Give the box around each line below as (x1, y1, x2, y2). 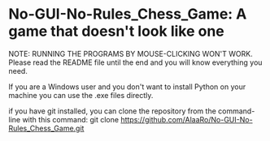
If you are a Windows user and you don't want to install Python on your (8, 82, 246, 92)
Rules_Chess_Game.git (8, 123, 85, 133)
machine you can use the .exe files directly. (8, 90, 154, 100)
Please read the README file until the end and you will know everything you (8, 58, 263, 67)
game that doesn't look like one (8, 22, 225, 41)
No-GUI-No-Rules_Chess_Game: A (8, 5, 247, 23)
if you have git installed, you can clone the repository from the (8, 106, 217, 116)
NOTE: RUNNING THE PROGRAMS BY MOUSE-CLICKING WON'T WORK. (8, 49, 254, 58)
